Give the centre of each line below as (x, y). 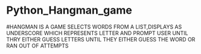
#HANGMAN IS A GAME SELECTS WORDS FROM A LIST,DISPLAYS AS (94, 27)
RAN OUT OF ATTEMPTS (37, 46)
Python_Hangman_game (69, 10)
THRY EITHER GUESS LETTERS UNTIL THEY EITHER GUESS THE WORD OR (101, 39)
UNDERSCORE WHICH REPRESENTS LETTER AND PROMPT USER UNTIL (97, 33)
